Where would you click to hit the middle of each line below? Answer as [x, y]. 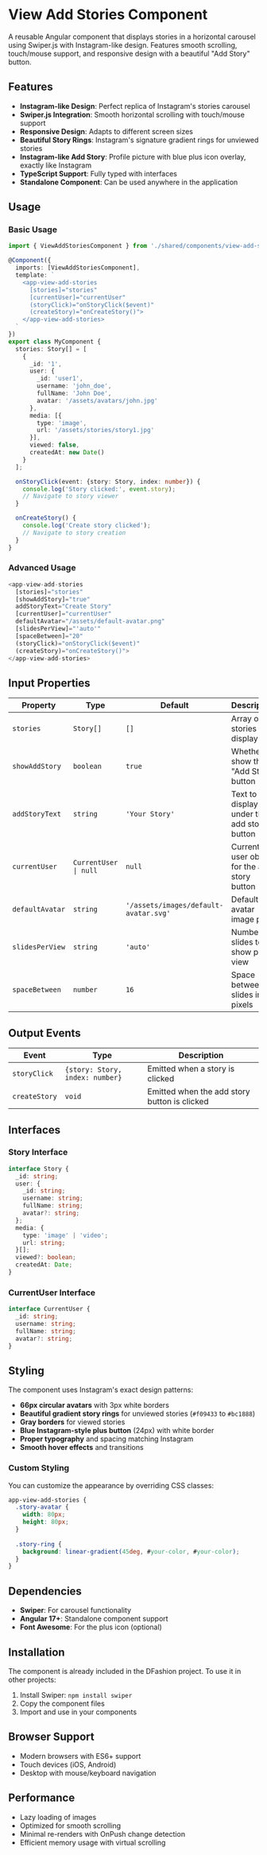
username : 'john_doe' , [74, 386]
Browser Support [52, 1737]
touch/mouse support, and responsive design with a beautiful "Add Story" [129, 53]
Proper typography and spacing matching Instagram [106, 1439]
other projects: [33, 1679]
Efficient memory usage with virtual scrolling [93, 1842]
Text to [244, 794]
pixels [242, 1005]
